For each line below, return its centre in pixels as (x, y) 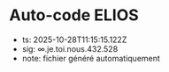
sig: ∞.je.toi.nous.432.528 (70, 48)
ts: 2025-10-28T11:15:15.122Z (74, 40)
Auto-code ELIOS (74, 15)
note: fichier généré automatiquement (91, 58)
